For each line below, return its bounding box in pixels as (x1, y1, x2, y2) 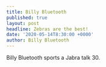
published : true (6, 15, 48, 21)
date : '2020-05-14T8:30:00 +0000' (6, 32, 94, 38)
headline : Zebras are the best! (6, 26, 88, 32)
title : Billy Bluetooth (6, 9, 67, 15)
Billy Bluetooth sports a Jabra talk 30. (6, 54, 101, 61)
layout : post (6, 20, 40, 26)
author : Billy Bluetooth (6, 37, 69, 43)
